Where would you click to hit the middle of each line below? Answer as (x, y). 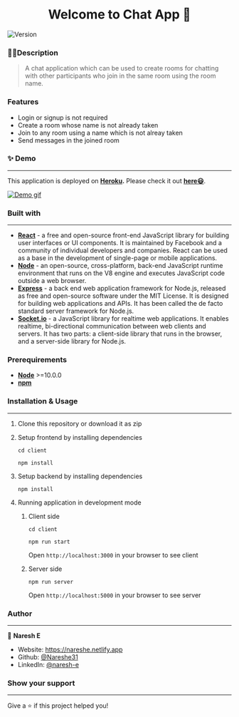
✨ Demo (22, 158)
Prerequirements (37, 360)
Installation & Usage (43, 401)
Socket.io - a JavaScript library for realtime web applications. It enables (123, 319)
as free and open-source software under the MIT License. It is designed (123, 296)
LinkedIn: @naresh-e (48, 665)
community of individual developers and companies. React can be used (122, 251)
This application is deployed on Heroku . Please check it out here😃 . (107, 180)
